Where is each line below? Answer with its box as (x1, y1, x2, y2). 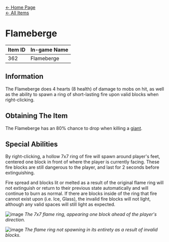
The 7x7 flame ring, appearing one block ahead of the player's (25, 211, 157, 217)
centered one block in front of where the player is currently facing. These (5, 159, 160, 165)
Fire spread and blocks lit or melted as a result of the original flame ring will (5, 180, 164, 186)
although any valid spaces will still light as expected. (5, 202, 116, 208)
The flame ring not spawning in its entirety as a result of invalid (25, 227, 158, 233)
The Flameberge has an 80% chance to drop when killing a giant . (5, 125, 143, 131)
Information (5, 72, 44, 81)
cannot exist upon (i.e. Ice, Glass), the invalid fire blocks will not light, (5, 196, 151, 202)
